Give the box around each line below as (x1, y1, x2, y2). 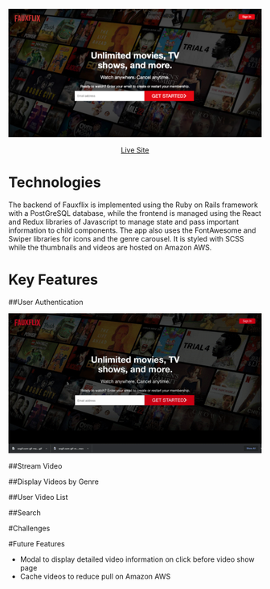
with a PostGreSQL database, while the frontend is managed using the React (8, 209, 262, 218)
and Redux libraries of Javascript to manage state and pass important (8, 217, 239, 227)
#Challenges (8, 523, 51, 533)
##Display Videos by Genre (8, 477, 99, 486)
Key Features (8, 270, 99, 289)
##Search (8, 507, 42, 518)
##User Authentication (8, 298, 84, 307)
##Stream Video (8, 461, 63, 470)
